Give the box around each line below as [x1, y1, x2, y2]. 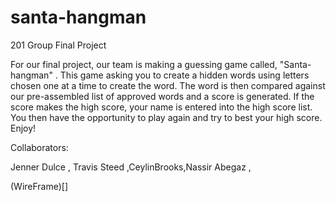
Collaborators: [10, 141, 69, 153]
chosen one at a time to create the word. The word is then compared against [10, 79, 326, 91]
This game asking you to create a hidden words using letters [59, 69, 310, 81]
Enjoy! [10, 122, 37, 134]
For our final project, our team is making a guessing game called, [10, 58, 278, 70]
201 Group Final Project [10, 39, 107, 51]
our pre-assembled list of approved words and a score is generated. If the [10, 90, 315, 102]
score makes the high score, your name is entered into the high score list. [10, 101, 313, 113]
